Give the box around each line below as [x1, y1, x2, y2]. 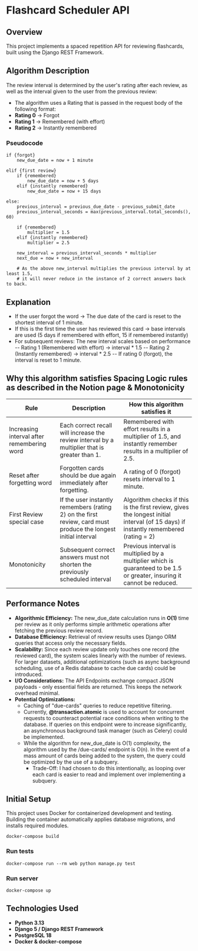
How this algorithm [128, 400, 184, 408]
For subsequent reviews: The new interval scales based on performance [14, 337, 191, 344]
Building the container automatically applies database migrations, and [6, 816, 176, 823]
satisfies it [141, 407, 171, 416]
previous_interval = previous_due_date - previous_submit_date [16, 204, 176, 210]
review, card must [60, 518, 110, 526]
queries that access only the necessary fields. [14, 639, 127, 647]
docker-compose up [6, 887, 51, 893]
